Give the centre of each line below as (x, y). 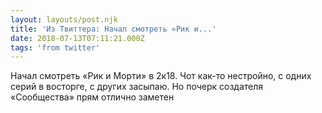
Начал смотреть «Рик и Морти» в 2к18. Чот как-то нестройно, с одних (161, 76)
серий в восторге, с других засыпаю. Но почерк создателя (137, 87)
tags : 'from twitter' (55, 47)
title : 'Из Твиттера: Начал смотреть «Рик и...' (113, 29)
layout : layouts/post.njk (64, 19)
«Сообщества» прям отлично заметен (92, 97)
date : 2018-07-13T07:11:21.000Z (77, 38)
